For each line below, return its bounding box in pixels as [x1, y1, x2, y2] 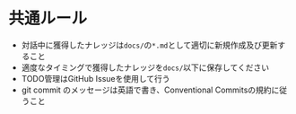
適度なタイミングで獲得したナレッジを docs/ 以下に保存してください [21, 62, 270, 73]
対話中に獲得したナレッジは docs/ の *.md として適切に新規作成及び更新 [21, 39, 278, 50]
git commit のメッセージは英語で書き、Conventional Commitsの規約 [21, 84, 272, 95]
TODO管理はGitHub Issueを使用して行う [21, 73, 171, 83]
